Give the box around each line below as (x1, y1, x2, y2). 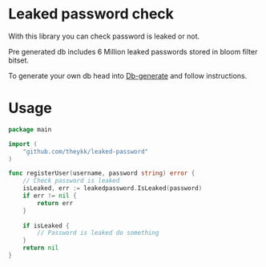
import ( (8, 140, 38, 148)
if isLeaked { (22, 221, 70, 229)
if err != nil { (22, 192, 78, 200)
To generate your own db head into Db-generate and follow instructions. (8, 71, 248, 80)
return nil (22, 244, 59, 253)
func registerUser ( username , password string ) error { (8, 169, 195, 177)
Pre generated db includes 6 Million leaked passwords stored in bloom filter (8, 47, 258, 56)
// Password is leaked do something (37, 229, 159, 237)
